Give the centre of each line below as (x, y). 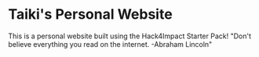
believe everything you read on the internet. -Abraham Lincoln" (110, 44)
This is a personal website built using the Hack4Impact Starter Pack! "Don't (130, 36)
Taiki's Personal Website (90, 14)
